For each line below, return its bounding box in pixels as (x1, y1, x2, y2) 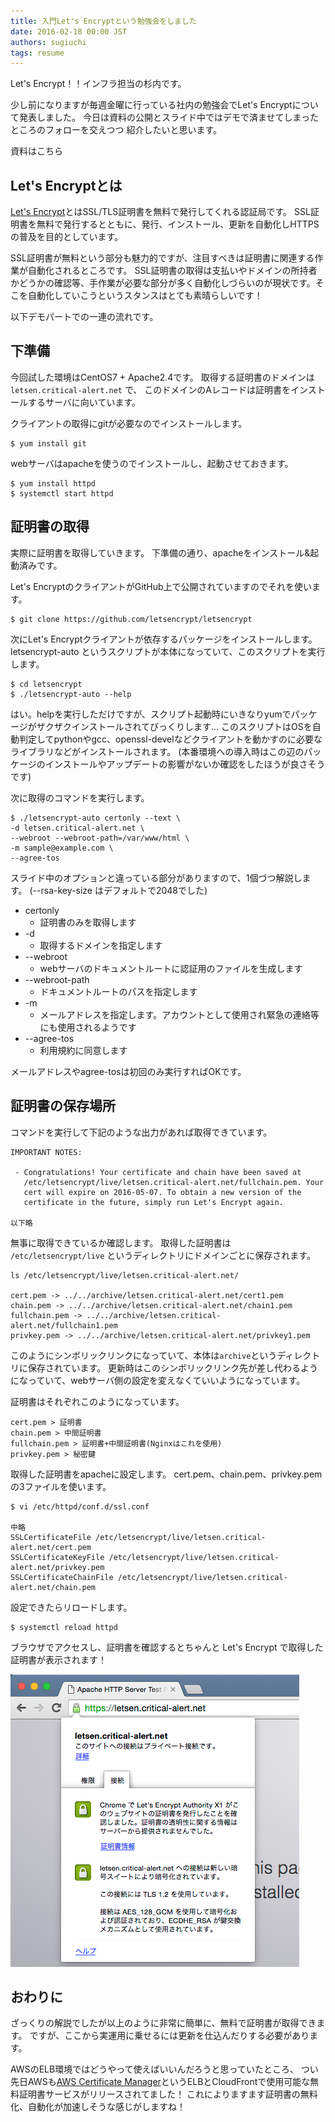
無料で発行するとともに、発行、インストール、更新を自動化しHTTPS (36, 218, 320, 230)
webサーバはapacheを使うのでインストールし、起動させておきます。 (10, 457, 294, 469)
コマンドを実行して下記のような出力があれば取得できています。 (10, 1126, 273, 1138)
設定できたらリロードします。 (10, 1601, 133, 1613)
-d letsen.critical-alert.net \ (10, 823, 145, 833)
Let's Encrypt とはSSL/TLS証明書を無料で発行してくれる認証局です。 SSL (10, 206, 311, 218)
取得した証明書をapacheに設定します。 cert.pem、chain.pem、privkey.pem (10, 1468, 323, 1480)
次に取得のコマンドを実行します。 (10, 791, 150, 804)
